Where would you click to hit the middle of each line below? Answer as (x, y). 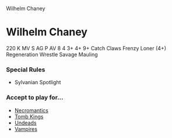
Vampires (26, 129)
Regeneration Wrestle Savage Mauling (52, 54)
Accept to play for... (35, 98)
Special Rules (26, 70)
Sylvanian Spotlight (38, 82)
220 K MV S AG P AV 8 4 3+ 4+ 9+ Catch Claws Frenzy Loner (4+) (86, 48)
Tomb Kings (29, 116)
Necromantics (31, 110)
